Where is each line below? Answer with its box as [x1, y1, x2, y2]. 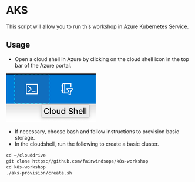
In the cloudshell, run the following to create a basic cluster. [14, 140, 160, 147]
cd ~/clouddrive [6, 152, 46, 159]
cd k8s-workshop [6, 164, 46, 170]
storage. [14, 134, 35, 141]
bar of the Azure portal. [14, 62, 72, 69]
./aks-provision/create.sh [6, 170, 72, 176]
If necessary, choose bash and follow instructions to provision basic [14, 127, 180, 135]
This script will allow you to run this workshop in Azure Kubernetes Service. [6, 23, 189, 30]
